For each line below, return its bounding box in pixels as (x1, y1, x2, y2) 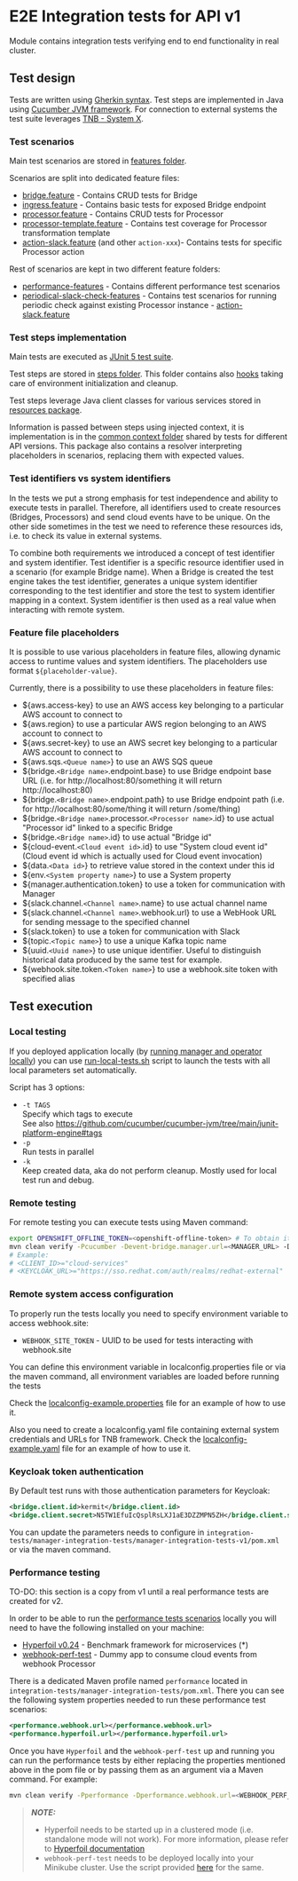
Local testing (9, 1025, 67, 1038)
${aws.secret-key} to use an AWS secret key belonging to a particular (21, 737, 278, 747)
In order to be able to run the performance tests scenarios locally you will (9, 1613, 277, 1624)
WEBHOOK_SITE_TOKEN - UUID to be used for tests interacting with (21, 1334, 254, 1346)
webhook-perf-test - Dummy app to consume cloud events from (21, 1648, 257, 1659)
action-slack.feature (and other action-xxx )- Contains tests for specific (21, 237, 283, 248)
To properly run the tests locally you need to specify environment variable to (9, 1308, 288, 1319)
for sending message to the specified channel (21, 916, 191, 927)
